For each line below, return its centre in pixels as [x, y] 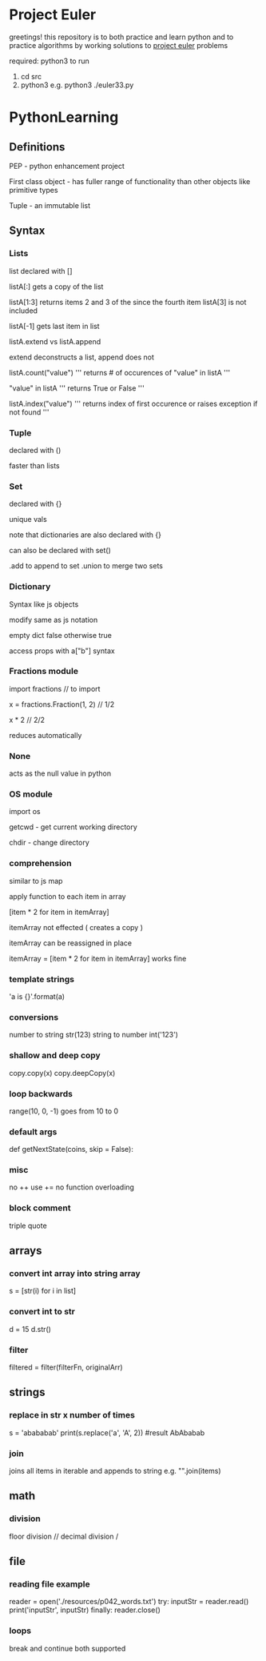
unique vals [28, 520]
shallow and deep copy [55, 1056]
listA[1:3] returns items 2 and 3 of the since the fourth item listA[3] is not [128, 302]
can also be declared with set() [60, 551]
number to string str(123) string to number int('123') [94, 1035]
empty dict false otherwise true [61, 635]
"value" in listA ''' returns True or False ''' [77, 388]
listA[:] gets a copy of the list [56, 287]
